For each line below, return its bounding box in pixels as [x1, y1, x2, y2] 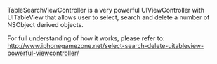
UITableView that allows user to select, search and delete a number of [7, 13, 210, 22]
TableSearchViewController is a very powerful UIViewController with [7, 6, 205, 14]
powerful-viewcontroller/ [7, 49, 79, 57]
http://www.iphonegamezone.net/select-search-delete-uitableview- [7, 42, 204, 49]
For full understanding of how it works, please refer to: [7, 34, 165, 42]
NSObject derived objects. [7, 21, 84, 29]
